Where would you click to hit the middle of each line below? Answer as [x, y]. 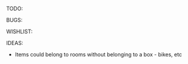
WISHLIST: [19, 31]
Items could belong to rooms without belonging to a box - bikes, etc [98, 55]
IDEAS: [15, 43]
